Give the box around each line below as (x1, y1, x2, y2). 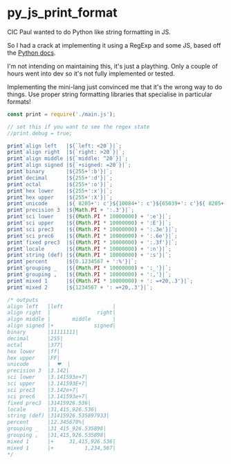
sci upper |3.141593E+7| (7, 380, 89, 387)
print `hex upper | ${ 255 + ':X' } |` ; (7, 194, 113, 201)
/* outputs (7, 296, 39, 303)
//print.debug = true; (7, 130, 73, 136)
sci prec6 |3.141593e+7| (7, 393, 89, 400)
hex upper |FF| (7, 355, 60, 362)
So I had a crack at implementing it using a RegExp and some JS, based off (7, 41, 221, 49)
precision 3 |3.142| (7, 367, 70, 375)
